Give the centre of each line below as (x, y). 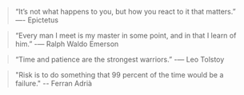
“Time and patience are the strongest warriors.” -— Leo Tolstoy (120, 59)
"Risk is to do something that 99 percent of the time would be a (119, 75)
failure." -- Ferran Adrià (54, 83)
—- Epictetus (37, 20)
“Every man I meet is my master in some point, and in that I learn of (126, 36)
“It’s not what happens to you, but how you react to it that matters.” (126, 12)
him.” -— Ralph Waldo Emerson (67, 44)
